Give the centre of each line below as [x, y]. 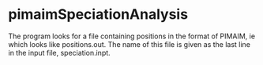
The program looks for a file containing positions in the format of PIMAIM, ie [131, 36]
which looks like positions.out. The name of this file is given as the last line [130, 44]
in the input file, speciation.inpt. [59, 52]
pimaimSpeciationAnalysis [98, 14]
